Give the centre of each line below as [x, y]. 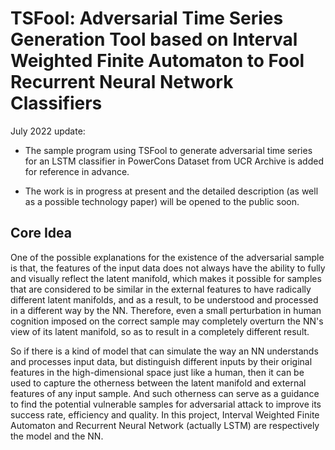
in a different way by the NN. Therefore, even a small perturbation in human [166, 310]
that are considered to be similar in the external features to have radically [161, 289]
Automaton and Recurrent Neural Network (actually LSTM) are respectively [165, 425]
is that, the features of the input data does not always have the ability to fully [168, 268]
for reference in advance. [77, 171]
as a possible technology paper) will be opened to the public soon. [162, 201]
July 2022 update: [48, 131]
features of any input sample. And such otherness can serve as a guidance [165, 393]
